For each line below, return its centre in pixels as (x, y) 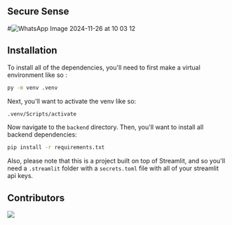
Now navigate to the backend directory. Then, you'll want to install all (105, 127)
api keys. (20, 176)
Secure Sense (38, 12)
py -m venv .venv (33, 88)
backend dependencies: (42, 135)
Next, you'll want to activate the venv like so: (72, 101)
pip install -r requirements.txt (56, 148)
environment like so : (37, 75)
